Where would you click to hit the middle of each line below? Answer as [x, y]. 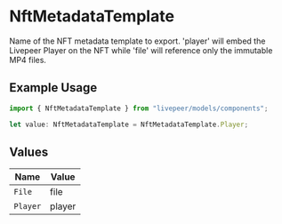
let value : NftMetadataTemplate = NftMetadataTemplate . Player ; [129, 124]
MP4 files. [28, 60]
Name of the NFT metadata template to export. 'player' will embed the [137, 41]
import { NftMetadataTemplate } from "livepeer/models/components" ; [139, 108]
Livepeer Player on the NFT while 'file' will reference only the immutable [141, 50]
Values [29, 152]
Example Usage [53, 88]
